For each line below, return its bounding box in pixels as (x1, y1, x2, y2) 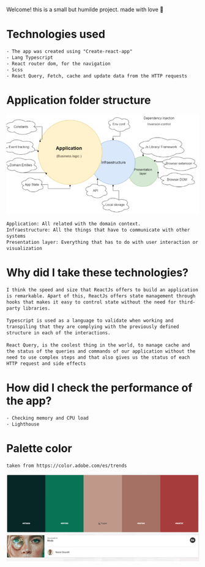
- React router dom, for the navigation (6, 60, 111, 67)
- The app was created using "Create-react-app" (6, 48, 133, 55)
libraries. (22, 305, 51, 311)
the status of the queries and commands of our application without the (6, 348, 196, 354)
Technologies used (6, 28, 106, 41)
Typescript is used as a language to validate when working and (6, 317, 174, 324)
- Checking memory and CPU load (6, 415, 89, 421)
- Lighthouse (6, 421, 40, 427)
